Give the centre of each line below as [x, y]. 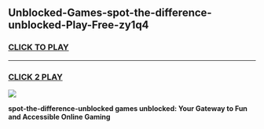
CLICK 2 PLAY [35, 77]
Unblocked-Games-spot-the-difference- [110, 13]
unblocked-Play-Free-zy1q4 [79, 25]
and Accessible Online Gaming [59, 116]
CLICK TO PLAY [38, 48]
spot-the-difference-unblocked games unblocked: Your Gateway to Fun [128, 108]
